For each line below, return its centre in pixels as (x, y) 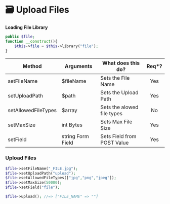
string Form (75, 137)
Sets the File (115, 78)
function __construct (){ (31, 41)
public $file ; (20, 37)
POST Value (115, 143)
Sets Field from (118, 137)
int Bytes (72, 125)
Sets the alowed (119, 107)
